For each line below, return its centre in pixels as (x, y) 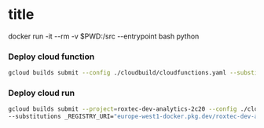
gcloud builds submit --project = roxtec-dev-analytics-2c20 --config (123, 109)
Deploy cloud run (42, 93)
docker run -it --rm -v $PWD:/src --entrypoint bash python (104, 36)
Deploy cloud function (51, 57)
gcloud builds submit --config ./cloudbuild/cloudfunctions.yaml (117, 73)
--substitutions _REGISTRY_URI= (61, 117)
